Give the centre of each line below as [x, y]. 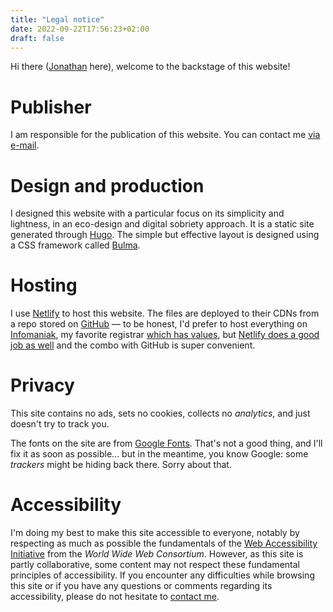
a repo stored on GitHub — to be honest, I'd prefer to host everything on [159, 324]
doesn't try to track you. [60, 424]
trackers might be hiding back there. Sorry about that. [121, 465]
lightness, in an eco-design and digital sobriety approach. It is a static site [162, 224]
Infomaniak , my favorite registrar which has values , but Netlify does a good [165, 335]
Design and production [107, 185]
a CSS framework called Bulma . [75, 245]
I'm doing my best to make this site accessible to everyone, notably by [155, 533]
